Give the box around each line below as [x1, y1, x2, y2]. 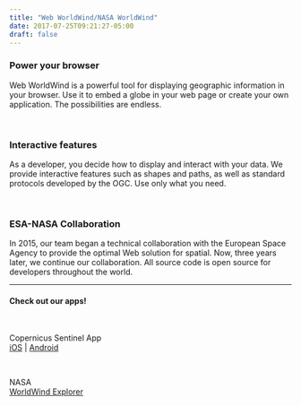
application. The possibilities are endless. [9, 99, 162, 109]
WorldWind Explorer [9, 386, 83, 397]
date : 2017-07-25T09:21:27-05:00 [9, 22, 134, 30]
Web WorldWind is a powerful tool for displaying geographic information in [9, 80, 285, 91]
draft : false [9, 30, 58, 39]
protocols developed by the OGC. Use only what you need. [9, 177, 227, 188]
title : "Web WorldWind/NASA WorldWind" [9, 13, 159, 22]
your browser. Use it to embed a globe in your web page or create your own [9, 89, 289, 99]
